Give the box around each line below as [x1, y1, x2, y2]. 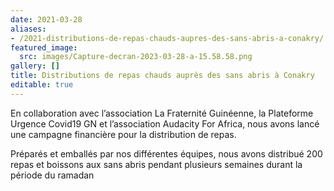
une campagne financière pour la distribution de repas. [10, 128, 237, 140]
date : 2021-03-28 [10, 14, 83, 25]
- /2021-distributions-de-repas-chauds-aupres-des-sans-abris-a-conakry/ [10, 33, 325, 43]
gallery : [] [10, 61, 60, 71]
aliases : [10, 24, 47, 34]
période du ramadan [10, 169, 95, 181]
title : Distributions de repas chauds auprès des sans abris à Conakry [10, 71, 315, 81]
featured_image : [10, 42, 78, 53]
